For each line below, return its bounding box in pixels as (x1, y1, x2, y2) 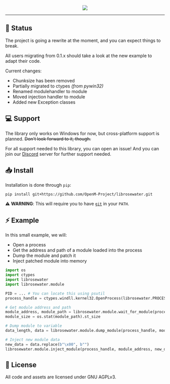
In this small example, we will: (5, 232, 67, 238)
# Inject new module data (5, 337, 60, 342)
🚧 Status (5, 24, 33, 32)
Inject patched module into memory (12, 258, 87, 264)
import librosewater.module (5, 282, 65, 287)
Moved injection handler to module (12, 94, 86, 100)
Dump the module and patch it (12, 252, 76, 259)
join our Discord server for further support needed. (5, 151, 111, 157)
